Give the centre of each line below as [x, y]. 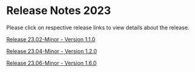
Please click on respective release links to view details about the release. [98, 27]
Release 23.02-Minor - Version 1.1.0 [51, 39]
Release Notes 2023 [59, 11]
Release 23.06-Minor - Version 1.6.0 [51, 63]
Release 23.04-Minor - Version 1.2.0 [52, 51]
